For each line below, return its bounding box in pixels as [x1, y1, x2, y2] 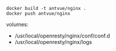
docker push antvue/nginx [6, 11, 70, 16]
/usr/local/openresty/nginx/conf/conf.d [14, 32, 110, 39]
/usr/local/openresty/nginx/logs [14, 39, 92, 45]
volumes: [6, 21, 29, 28]
